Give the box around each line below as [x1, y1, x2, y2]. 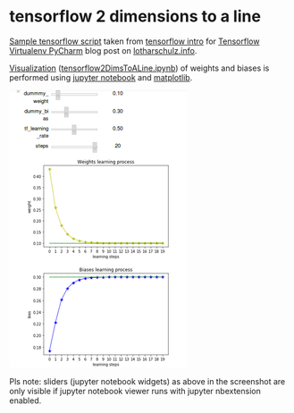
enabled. [9, 395, 42, 406]
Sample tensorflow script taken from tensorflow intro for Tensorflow [9, 36, 260, 46]
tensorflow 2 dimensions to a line [9, 6, 262, 27]
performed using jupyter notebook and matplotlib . [9, 72, 193, 82]
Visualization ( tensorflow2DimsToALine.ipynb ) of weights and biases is [9, 63, 270, 73]
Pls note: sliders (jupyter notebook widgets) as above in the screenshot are [9, 375, 286, 386]
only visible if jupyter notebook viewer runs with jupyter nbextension [9, 385, 261, 396]
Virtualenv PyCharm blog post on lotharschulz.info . [9, 45, 197, 55]
